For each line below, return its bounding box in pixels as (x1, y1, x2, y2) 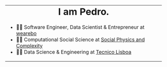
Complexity (16, 42, 43, 49)
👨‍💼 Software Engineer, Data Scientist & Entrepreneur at (16, 24, 145, 30)
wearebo (16, 30, 37, 37)
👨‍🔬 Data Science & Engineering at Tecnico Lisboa (16, 49, 132, 55)
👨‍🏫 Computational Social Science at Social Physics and (16, 36, 145, 43)
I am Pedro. (58, 6, 109, 17)
